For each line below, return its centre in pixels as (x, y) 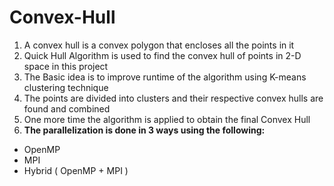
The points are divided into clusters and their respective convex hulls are (173, 98)
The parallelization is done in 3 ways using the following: (144, 130)
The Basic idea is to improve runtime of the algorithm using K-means (165, 77)
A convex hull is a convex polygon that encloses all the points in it (159, 45)
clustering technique (66, 87)
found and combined (67, 108)
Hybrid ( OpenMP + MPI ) (76, 170)
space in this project (66, 66)
